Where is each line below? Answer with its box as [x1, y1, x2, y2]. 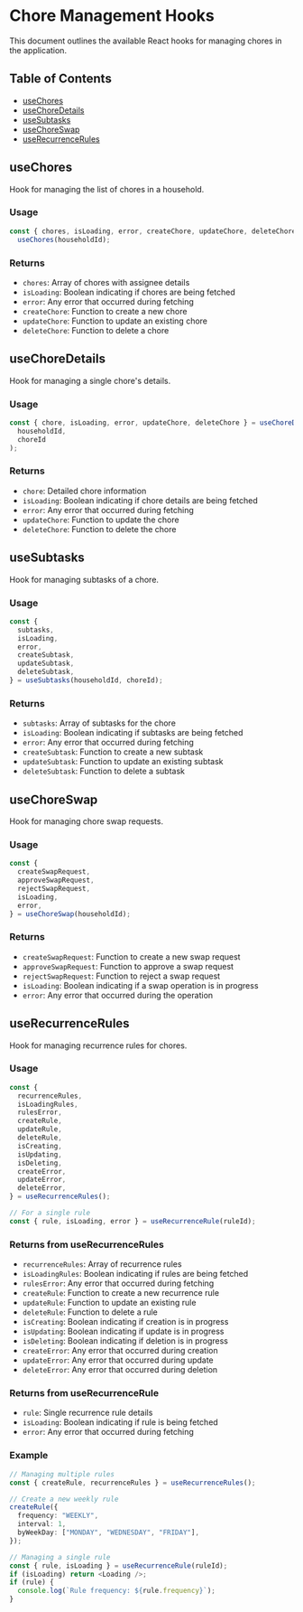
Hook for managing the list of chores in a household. [9, 183, 205, 194]
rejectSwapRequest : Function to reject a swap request [22, 970, 221, 981]
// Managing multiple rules [9, 1469, 115, 1478]
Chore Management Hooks [9, 5, 215, 26]
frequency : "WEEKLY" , [17, 1511, 99, 1521]
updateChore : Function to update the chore [22, 514, 179, 525]
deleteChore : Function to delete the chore [22, 523, 177, 534]
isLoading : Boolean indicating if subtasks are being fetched [22, 727, 243, 738]
